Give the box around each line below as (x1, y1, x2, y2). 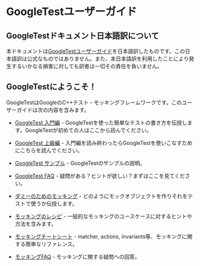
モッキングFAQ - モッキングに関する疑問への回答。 (14, 253, 140, 260)
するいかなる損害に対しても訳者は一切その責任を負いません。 (11, 63, 163, 69)
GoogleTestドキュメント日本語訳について (6, 31, 159, 41)
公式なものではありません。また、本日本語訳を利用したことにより (26, 55, 189, 62)
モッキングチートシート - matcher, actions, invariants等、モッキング (14, 232, 182, 240)
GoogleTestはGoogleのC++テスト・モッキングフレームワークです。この (6, 99, 182, 106)
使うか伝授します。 (30, 199, 78, 207)
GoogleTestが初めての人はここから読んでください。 (24, 126, 152, 134)
